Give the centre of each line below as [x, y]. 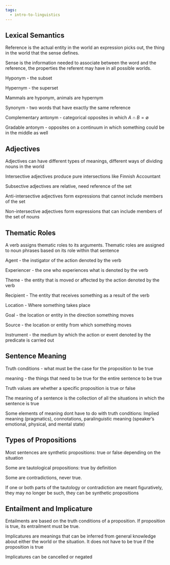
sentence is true [22, 403]
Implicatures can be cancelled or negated [49, 557]
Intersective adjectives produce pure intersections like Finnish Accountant [83, 177]
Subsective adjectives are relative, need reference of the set [68, 186]
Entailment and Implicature [49, 509]
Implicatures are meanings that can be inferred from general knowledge [81, 536]
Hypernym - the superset [32, 88]
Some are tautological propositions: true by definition [61, 468]
